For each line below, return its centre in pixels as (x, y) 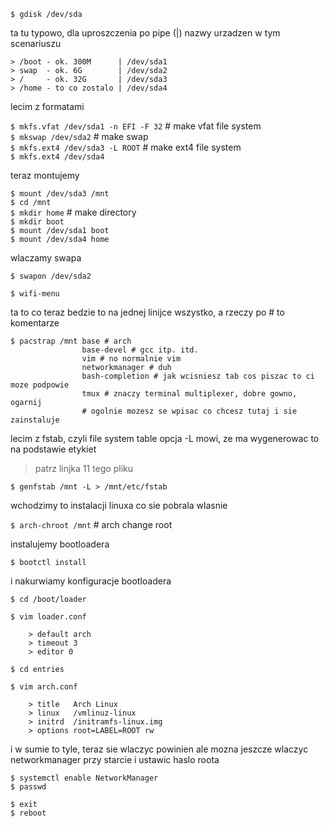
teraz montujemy (45, 175)
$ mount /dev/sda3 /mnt (60, 194)
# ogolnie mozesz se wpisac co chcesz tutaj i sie (189, 411)
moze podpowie (40, 385)
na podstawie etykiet (53, 449)
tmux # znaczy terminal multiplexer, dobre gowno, (189, 394)
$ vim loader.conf (48, 617)
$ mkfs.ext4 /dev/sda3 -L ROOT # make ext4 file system (126, 147)
